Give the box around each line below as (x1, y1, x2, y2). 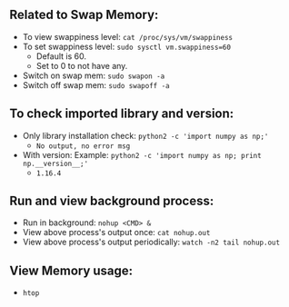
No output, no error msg (35, 141, 131, 151)
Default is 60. (35, 50, 86, 62)
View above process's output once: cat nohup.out (22, 227, 211, 238)
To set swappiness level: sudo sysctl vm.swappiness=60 (22, 41, 232, 52)
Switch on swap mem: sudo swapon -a (22, 70, 165, 81)
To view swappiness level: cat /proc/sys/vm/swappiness (22, 31, 234, 42)
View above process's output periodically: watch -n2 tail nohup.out (22, 236, 280, 248)
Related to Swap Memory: (9, 7, 159, 23)
